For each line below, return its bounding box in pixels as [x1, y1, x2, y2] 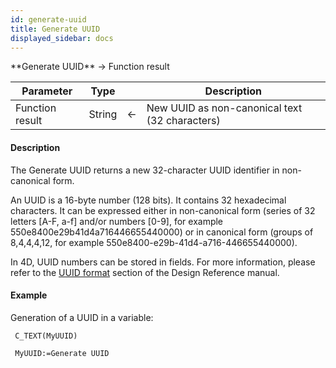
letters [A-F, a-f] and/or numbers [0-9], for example [10, 215, 224, 227]
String [88, 107, 118, 121]
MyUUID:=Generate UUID [14, 348, 110, 358]
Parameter [21, 84, 73, 98]
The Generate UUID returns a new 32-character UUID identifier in [10, 164, 280, 176]
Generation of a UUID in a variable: [10, 311, 154, 323]
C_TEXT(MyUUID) [14, 331, 78, 341]
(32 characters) [146, 114, 221, 128]
